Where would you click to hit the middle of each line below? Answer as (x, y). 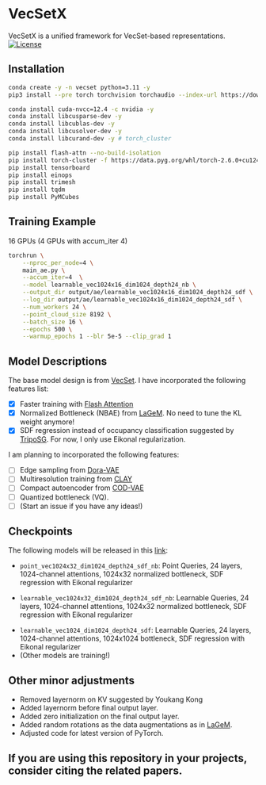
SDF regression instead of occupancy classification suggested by (127, 431)
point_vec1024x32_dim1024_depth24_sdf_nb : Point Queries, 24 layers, (131, 566)
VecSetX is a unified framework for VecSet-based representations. (117, 36)
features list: (28, 389)
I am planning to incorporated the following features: (94, 455)
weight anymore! (47, 422)
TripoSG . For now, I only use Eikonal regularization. (103, 439)
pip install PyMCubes (44, 197)
